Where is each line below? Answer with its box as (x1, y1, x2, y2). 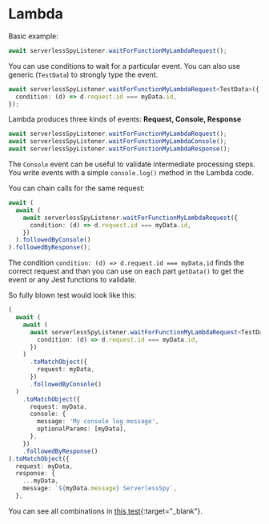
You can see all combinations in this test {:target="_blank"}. (8, 506, 203, 516)
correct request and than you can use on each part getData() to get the (8, 266, 244, 276)
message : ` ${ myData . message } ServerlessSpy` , (22, 485, 178, 493)
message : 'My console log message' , (37, 418, 159, 426)
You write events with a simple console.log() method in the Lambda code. (8, 168, 254, 178)
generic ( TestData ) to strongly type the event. (8, 70, 159, 79)
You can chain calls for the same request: (8, 183, 146, 193)
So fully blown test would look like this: (8, 290, 137, 300)
